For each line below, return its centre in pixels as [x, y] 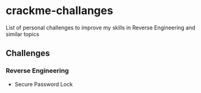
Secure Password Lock [44, 84]
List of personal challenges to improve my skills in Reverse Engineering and [101, 28]
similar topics [23, 34]
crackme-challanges [60, 11]
